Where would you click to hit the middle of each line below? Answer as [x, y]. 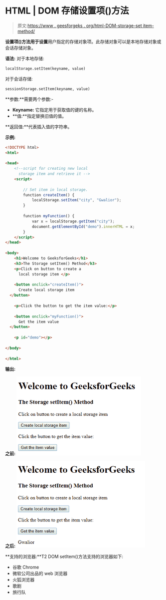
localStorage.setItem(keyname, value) [45, 69]
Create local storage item [46, 290]
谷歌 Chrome [26, 567]
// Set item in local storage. [56, 190]
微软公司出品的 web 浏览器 [40, 573]
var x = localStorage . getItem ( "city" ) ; [73, 221]
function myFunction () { [49, 216]
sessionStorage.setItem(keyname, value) [48, 89]
